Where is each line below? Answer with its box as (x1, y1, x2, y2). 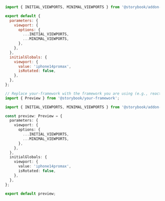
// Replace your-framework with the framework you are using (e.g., (5, 91, 148, 96)
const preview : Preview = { (5, 113, 63, 118)
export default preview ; (5, 191, 56, 196)
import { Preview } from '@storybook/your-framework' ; (5, 96, 120, 100)
